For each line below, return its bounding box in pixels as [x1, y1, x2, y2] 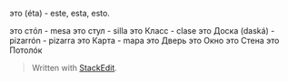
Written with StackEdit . [31, 63, 118, 73]
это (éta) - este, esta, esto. [9, 8, 111, 18]
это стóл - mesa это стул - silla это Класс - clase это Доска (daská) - [9, 26, 275, 36]
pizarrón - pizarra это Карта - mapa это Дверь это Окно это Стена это [9, 36, 280, 46]
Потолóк [9, 45, 43, 56]
